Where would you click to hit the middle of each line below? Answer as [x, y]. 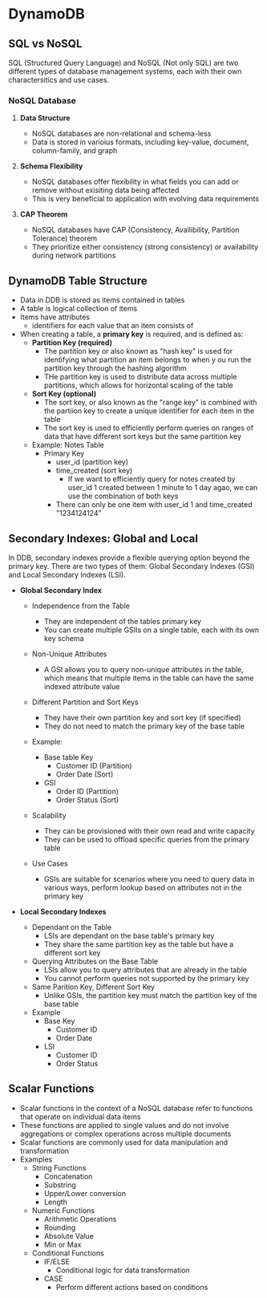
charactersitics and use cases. [59, 80]
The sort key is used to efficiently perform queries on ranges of [149, 428]
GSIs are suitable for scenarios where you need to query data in [149, 878]
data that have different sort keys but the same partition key [143, 436]
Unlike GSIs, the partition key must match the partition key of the [150, 995]
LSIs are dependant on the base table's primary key [129, 935]
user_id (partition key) [92, 462]
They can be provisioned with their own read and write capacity [149, 830]
